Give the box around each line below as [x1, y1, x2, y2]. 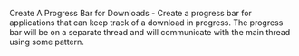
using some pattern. [9, 36, 84, 47]
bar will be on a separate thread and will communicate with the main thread [9, 27, 291, 37]
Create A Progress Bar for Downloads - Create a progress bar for [9, 8, 252, 18]
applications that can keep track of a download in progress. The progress [9, 17, 284, 28]
